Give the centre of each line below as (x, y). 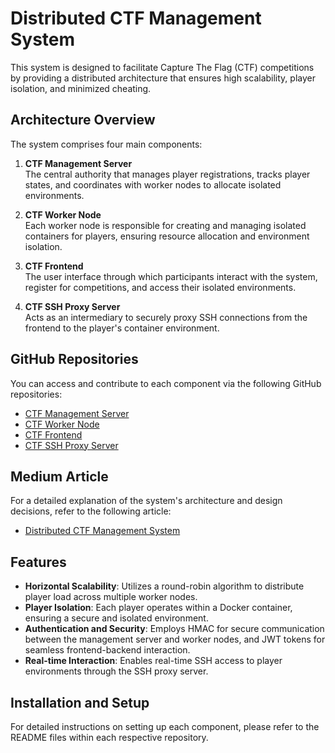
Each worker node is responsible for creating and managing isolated (165, 225)
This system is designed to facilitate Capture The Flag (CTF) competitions (162, 67)
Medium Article (59, 476)
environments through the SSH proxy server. (116, 671)
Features (38, 562)
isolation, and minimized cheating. (81, 88)
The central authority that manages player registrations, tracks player (167, 174)
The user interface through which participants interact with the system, (171, 276)
